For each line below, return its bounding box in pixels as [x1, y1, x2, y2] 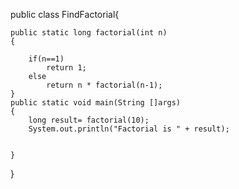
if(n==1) [28, 54, 65, 64]
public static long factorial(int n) [10, 28, 168, 38]
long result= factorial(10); [28, 115, 150, 125]
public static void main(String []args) [10, 98, 182, 108]
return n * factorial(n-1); [46, 80, 163, 90]
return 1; [46, 63, 87, 73]
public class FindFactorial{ [10, 9, 120, 20]
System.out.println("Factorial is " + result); [28, 124, 230, 134]
